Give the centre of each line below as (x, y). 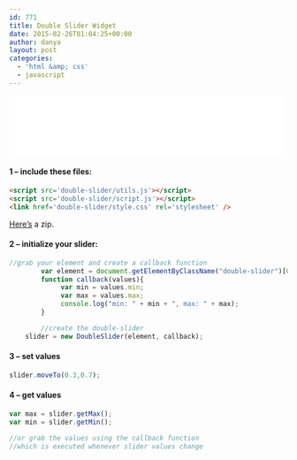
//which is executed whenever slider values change (106, 446)
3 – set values (35, 356)
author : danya (35, 42)
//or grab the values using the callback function (104, 438)
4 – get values (35, 395)
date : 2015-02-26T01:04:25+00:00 (71, 34)
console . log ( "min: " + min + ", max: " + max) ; (150, 304)
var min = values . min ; (102, 287)
